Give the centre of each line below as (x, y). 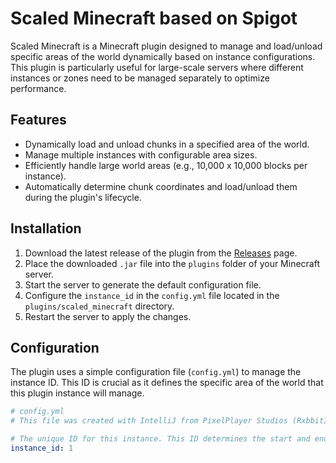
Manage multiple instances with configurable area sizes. (141, 154)
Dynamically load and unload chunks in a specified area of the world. (167, 144)
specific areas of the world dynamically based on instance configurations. (163, 56)
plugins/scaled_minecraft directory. (99, 306)
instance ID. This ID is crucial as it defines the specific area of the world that (167, 383)
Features (38, 120)
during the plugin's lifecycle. (83, 197)
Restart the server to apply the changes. (108, 316)
